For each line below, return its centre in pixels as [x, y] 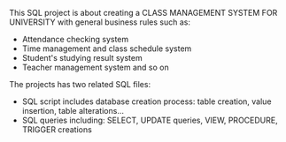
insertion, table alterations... [73, 111]
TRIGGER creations [57, 130]
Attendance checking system [75, 39]
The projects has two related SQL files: [80, 84]
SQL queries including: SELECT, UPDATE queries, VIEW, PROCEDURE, [150, 120]
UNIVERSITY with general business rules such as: [100, 22]
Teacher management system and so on [96, 67]
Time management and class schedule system [107, 49]
